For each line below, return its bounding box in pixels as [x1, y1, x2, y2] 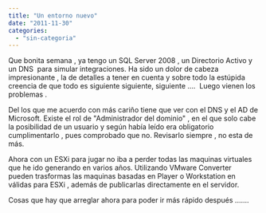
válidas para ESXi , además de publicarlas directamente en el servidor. [8, 180, 240, 190]
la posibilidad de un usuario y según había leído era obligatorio [8, 122, 214, 132]
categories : [8, 26, 48, 34]
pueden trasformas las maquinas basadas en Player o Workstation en [8, 172, 237, 181]
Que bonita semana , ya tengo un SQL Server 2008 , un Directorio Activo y [8, 56, 253, 65]
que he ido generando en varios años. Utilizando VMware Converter [8, 163, 233, 172]
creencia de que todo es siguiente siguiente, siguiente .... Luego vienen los [8, 81, 256, 91]
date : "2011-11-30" [8, 19, 73, 27]
